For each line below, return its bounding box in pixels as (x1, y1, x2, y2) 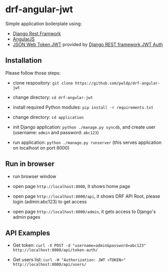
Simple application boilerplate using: (5, 20, 82, 27)
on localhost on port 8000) (12, 144, 70, 151)
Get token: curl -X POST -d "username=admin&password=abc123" (12, 242, 146, 248)
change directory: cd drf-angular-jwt (12, 94, 93, 100)
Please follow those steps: (5, 70, 61, 76)
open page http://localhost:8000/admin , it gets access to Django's (12, 208, 156, 215)
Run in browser (5, 160, 55, 169)
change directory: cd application (12, 114, 84, 120)
